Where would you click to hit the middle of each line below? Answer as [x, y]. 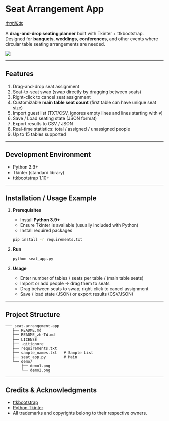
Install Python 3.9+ [40, 220]
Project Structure [33, 315]
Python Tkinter [28, 407]
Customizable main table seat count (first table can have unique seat [84, 102]
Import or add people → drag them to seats [65, 283]
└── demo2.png [36, 370]
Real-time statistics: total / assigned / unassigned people [71, 129]
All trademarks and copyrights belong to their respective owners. [80, 413]
